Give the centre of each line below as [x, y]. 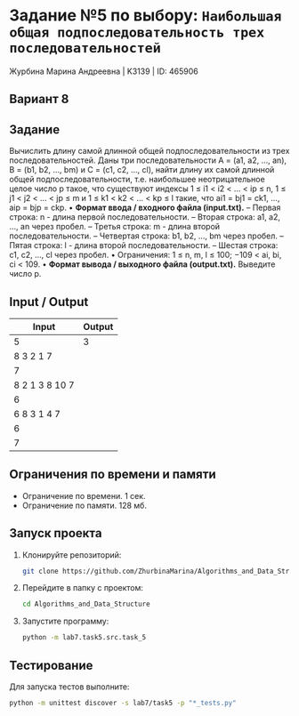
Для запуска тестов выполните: [69, 687]
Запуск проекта [56, 533]
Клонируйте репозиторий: [72, 555]
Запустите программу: [65, 621]
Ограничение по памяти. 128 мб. [84, 505]
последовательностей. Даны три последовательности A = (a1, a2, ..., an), [148, 160]
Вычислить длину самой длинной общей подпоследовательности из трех [149, 151]
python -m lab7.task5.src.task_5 [84, 638]
